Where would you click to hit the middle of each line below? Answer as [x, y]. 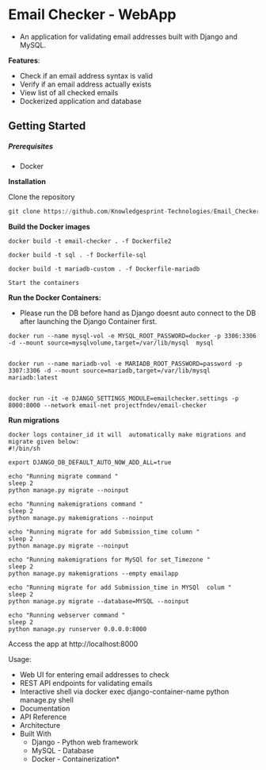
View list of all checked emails [69, 92]
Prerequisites [31, 146]
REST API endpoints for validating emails [86, 683]
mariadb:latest [33, 378]
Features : [24, 60]
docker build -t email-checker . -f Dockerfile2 [90, 241]
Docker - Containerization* [76, 759]
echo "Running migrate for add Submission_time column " [104, 532]
